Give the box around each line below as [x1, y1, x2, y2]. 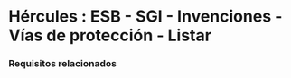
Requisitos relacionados [8, 57, 117, 70]
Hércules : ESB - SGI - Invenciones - [8, 6, 283, 27]
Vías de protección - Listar [8, 25, 211, 46]
